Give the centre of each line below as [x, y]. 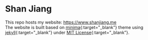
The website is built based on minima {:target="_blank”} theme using [74, 27]
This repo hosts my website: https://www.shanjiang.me [61, 22]
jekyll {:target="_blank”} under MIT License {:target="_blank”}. [67, 32]
